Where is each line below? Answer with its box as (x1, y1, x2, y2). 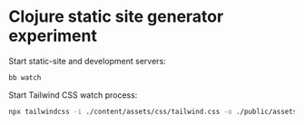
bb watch (8, 72, 42, 82)
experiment (8, 25, 97, 46)
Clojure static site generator (8, 6, 224, 27)
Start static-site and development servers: (8, 55, 167, 66)
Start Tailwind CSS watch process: (8, 89, 138, 101)
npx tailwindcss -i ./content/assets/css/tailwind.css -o (8, 107, 232, 116)
